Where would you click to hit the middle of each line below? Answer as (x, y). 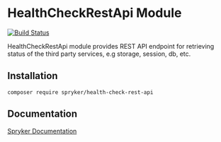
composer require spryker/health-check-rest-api (80, 92)
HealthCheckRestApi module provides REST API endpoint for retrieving (111, 46)
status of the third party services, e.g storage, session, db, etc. (99, 54)
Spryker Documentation (42, 131)
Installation (33, 76)
